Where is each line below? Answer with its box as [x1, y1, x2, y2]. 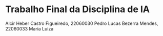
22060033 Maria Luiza [5, 25, 54, 31]
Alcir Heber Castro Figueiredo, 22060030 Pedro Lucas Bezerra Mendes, [5, 20, 158, 26]
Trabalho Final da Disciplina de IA [5, 4, 150, 15]
